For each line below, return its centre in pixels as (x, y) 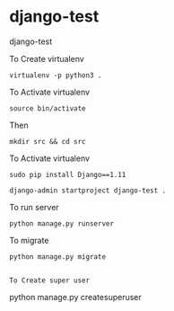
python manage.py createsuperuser (75, 297)
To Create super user (50, 280)
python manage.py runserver (62, 223)
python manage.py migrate (57, 257)
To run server (35, 207)
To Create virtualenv (47, 58)
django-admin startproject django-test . (88, 191)
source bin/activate (48, 108)
